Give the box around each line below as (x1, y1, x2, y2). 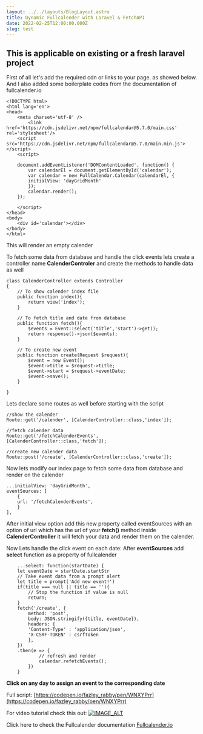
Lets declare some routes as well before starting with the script (6, 400, 164, 407)
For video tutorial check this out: (6, 710, 87, 717)
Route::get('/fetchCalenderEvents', (6, 433, 99, 439)
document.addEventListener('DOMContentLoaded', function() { (17, 162, 175, 168)
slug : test (6, 25, 34, 32)
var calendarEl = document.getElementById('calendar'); (28, 167, 172, 173)
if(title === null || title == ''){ (17, 584, 110, 590)
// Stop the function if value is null (28, 589, 129, 596)
